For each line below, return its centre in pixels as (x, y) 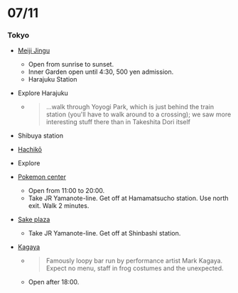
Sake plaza (34, 220)
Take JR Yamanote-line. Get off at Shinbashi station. (104, 233)
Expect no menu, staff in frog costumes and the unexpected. (135, 268)
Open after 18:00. (54, 282)
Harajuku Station (53, 79)
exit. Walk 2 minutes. (59, 206)
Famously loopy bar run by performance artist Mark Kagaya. (134, 261)
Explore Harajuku (43, 93)
